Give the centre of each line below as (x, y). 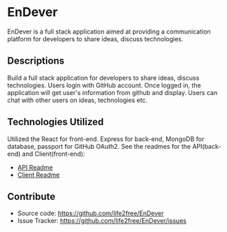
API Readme (35, 167)
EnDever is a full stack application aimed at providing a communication (109, 31)
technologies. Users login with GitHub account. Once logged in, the (104, 85)
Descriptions (36, 61)
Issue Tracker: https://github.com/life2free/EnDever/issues (102, 221)
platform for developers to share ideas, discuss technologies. (95, 38)
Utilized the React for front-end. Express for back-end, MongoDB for (106, 139)
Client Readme (38, 175)
